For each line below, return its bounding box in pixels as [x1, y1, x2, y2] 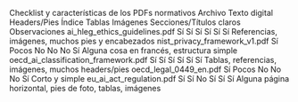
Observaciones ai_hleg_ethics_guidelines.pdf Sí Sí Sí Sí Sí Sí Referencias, [9, 27, 278, 36]
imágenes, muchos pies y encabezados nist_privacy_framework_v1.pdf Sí [9, 35, 278, 46]
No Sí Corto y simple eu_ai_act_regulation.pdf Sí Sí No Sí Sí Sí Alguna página [9, 74, 290, 83]
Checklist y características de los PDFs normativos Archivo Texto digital [9, 8, 274, 18]
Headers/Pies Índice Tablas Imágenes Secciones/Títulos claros [9, 17, 241, 27]
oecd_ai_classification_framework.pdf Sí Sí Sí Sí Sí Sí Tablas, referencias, [9, 55, 277, 65]
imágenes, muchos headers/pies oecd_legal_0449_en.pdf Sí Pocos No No [9, 64, 282, 75]
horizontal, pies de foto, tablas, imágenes [9, 83, 161, 93]
